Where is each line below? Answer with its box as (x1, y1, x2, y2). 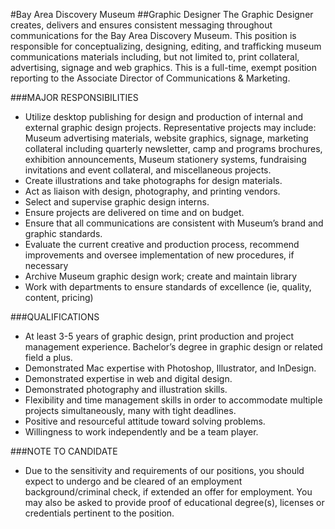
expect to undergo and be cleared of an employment (24, 475, 243, 487)
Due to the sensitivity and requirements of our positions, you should (24, 465, 305, 476)
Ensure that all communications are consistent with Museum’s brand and (24, 217, 324, 229)
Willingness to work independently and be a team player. (24, 426, 259, 438)
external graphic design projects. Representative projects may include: (24, 122, 317, 133)
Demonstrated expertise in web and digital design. (24, 373, 233, 384)
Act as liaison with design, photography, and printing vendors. (24, 185, 281, 197)
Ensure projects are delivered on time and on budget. (24, 207, 245, 218)
